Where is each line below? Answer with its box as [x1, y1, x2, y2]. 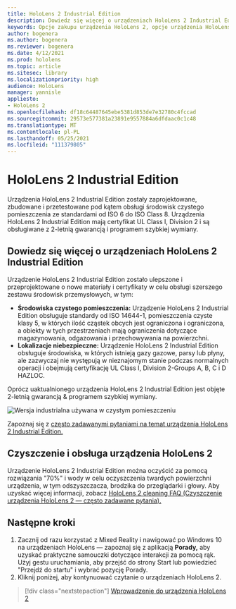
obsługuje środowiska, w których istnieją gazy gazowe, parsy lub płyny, [17, 348, 225, 357]
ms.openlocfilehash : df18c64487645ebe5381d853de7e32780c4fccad [7, 109, 197, 116]
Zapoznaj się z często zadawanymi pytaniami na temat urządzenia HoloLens [7, 419, 228, 428]
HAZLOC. [17, 371, 46, 379]
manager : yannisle [7, 89, 61, 96]
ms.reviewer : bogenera [7, 43, 74, 50]
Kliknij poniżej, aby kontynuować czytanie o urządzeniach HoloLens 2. [17, 572, 222, 582]
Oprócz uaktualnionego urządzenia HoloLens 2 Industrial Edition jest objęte [7, 385, 225, 393]
